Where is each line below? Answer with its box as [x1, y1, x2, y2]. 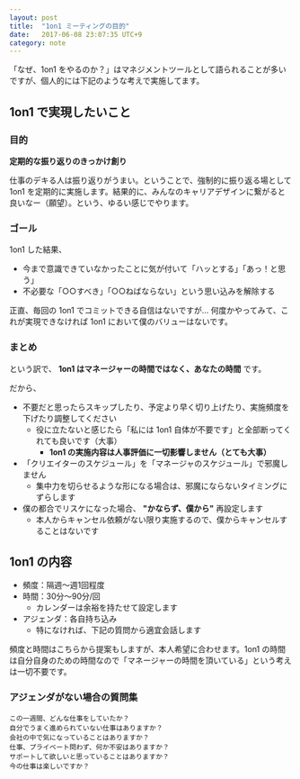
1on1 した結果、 [9, 244, 67, 255]
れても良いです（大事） [35, 435, 123, 446]
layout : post [9, 13, 58, 23]
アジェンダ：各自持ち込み [22, 613, 118, 624]
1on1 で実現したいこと [9, 104, 132, 120]
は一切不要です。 [9, 666, 72, 677]
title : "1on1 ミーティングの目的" [9, 22, 130, 31]
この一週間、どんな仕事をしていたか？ [9, 713, 130, 723]
